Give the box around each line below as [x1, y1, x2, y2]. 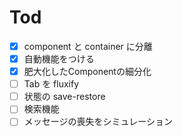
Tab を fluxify [23, 78, 80, 90]
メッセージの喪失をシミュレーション [23, 116, 173, 128]
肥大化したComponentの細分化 [23, 66, 152, 78]
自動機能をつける [23, 53, 95, 65]
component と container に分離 [23, 40, 153, 52]
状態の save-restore [23, 91, 106, 103]
